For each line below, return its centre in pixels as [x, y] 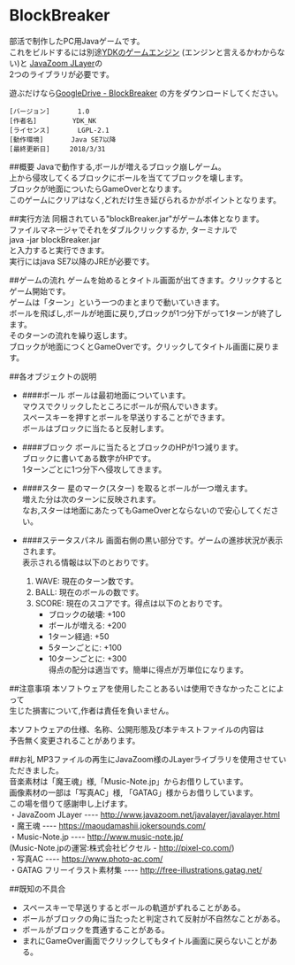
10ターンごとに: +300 [87, 658]
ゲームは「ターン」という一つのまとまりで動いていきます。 [117, 302]
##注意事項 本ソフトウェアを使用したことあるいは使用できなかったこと [139, 688]
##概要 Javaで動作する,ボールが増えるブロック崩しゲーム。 [118, 166]
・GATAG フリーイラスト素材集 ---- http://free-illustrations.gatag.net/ [136, 869]
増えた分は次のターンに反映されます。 [91, 499]
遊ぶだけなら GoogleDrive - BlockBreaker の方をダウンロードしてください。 [146, 93]
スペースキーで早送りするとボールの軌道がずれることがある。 [133, 907]
